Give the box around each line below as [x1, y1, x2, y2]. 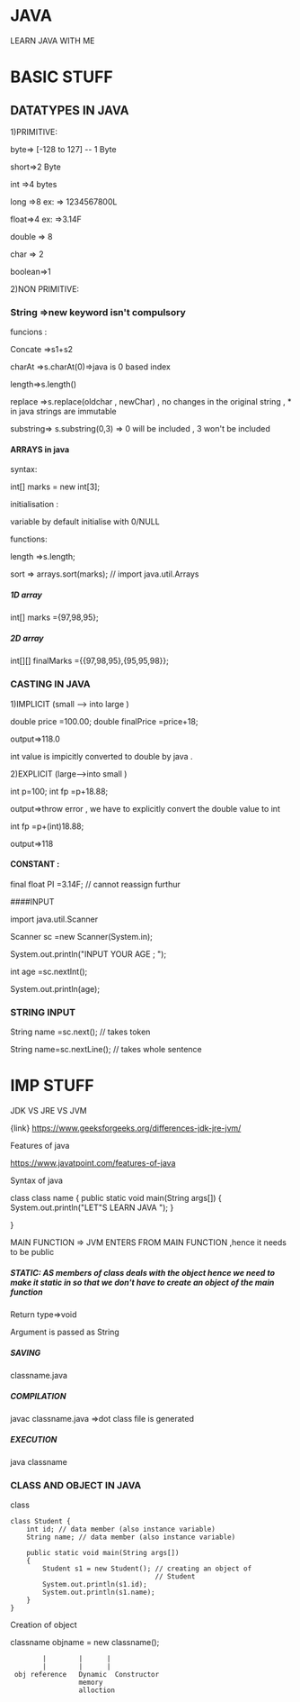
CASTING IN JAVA [10, 678, 91, 690]
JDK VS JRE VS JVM [10, 1106, 88, 1116]
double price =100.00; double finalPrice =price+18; [10, 715, 199, 726]
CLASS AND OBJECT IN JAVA [10, 1479, 142, 1491]
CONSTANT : [10, 859, 60, 869]
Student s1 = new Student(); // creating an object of [42, 1564, 252, 1573]
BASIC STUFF [10, 67, 113, 87]
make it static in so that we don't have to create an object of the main [10, 1277, 275, 1288]
